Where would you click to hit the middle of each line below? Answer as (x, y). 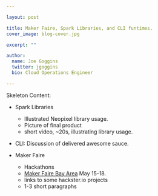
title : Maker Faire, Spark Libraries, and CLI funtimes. (80, 28)
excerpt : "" (21, 45)
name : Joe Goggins (35, 61)
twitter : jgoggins (35, 67)
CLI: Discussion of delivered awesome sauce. (72, 143)
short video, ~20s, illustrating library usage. (78, 132)
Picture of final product (53, 125)
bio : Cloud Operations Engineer (53, 73)
